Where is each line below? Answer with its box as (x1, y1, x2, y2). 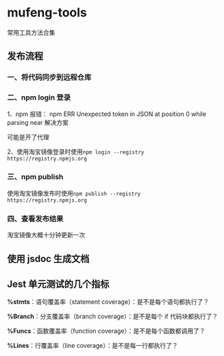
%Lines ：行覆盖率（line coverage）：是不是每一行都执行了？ (7, 342, 178, 350)
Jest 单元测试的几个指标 (7, 278, 110, 289)
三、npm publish (7, 172, 64, 182)
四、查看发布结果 (7, 214, 64, 224)
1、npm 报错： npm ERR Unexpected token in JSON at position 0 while (7, 110, 207, 118)
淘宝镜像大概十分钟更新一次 (7, 231, 86, 239)
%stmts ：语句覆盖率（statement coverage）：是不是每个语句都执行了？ (7, 298, 210, 306)
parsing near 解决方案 (7, 118, 69, 126)
